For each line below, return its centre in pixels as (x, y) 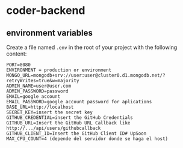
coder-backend (46, 11)
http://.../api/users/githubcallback (54, 128)
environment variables (50, 33)
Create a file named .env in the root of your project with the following (92, 47)
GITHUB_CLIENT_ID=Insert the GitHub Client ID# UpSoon (76, 134)
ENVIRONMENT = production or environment (59, 70)
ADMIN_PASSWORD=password (37, 91)
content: (17, 54)
